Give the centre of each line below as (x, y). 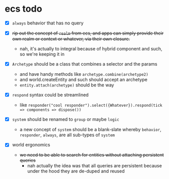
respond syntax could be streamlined (50, 95)
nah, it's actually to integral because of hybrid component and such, (91, 49)
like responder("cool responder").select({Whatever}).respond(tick (91, 105)
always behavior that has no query (48, 23)
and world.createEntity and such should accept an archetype (83, 80)
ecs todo (24, 9)
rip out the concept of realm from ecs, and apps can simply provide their (88, 33)
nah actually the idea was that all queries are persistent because (94, 166)
